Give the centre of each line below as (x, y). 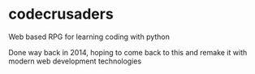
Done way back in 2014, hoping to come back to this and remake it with (128, 52)
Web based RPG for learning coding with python (89, 37)
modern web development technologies (75, 61)
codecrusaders (61, 14)
